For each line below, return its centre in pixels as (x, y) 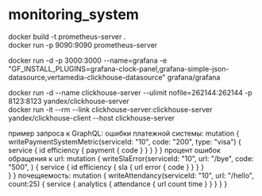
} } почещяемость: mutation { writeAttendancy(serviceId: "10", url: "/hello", (131, 175)
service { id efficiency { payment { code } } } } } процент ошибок (114, 150)
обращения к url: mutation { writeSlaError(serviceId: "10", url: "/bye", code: (131, 158)
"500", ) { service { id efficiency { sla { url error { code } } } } (106, 167)
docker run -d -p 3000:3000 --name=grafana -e (88, 60)
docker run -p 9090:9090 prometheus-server (83, 44)
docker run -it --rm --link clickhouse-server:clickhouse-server (110, 110)
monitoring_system (73, 15)
